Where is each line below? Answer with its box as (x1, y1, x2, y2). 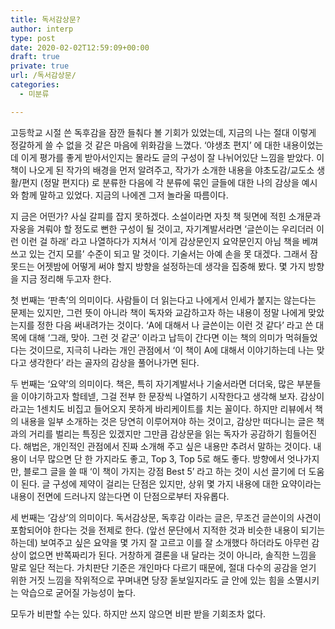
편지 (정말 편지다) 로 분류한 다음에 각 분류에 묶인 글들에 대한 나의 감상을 (21, 176, 300, 188)
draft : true (10, 52, 60, 62)
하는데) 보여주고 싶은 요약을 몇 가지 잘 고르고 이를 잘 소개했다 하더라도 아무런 (10, 536, 310, 548)
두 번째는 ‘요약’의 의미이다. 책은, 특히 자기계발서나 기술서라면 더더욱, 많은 (10, 377, 295, 390)
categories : (10, 80, 60, 90)
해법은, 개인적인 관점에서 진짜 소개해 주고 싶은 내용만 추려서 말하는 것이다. (23, 440, 312, 452)
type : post (10, 33, 56, 43)
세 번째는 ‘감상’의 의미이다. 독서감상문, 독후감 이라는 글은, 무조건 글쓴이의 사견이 (10, 511, 322, 523)
